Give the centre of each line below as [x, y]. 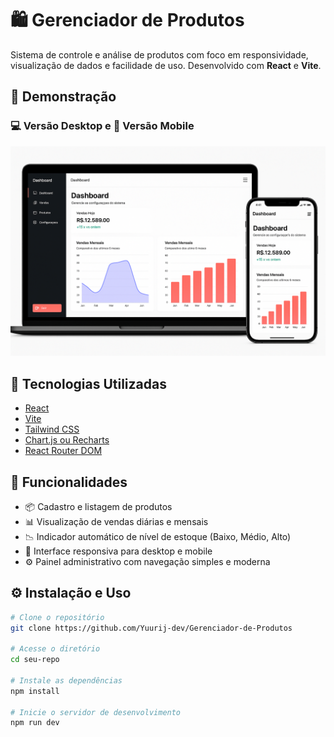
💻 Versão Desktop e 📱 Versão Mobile [102, 126]
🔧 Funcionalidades [69, 482]
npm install [35, 691]
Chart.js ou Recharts [67, 440]
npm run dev [35, 723]
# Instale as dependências [66, 680]
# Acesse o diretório [55, 649]
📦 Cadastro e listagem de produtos [98, 506]
